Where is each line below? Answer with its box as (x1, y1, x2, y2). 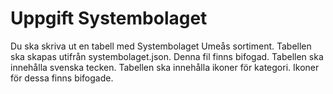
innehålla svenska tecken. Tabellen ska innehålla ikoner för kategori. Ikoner (10, 61, 320, 73)
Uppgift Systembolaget (10, 7, 208, 30)
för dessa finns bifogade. (10, 72, 114, 84)
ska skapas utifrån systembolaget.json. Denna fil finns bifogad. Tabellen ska (10, 50, 324, 62)
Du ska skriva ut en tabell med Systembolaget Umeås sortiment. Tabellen (10, 40, 312, 52)
